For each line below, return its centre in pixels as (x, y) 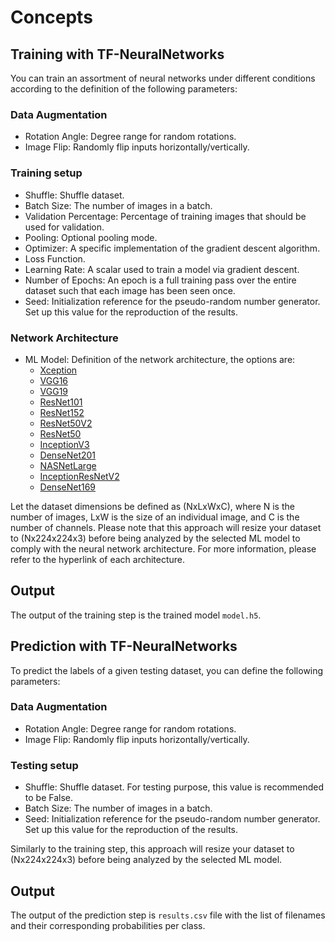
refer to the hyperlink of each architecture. (98, 559)
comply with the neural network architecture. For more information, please (163, 548)
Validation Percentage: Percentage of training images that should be (165, 216)
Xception (58, 370)
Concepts (51, 17)
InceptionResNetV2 (79, 476)
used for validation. (64, 227)
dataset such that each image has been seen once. (130, 290)
